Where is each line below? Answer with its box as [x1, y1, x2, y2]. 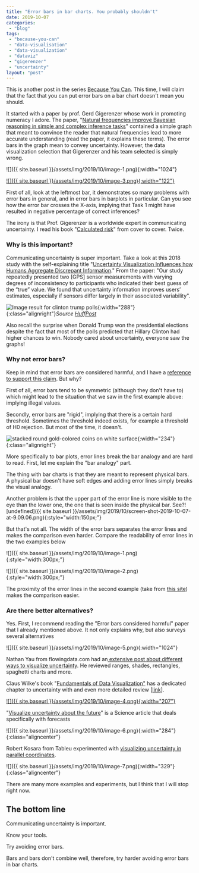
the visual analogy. [6, 483, 52, 490]
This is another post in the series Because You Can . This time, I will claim [6, 86, 185, 93]
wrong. [6, 154, 24, 161]
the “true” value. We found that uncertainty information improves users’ [6, 286, 181, 293]
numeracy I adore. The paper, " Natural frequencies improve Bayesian [6, 117, 176, 124]
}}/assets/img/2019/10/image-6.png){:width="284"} [49, 727, 176, 734]
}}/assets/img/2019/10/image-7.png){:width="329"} [49, 763, 175, 770]
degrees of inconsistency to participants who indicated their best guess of [6, 279, 188, 286]
